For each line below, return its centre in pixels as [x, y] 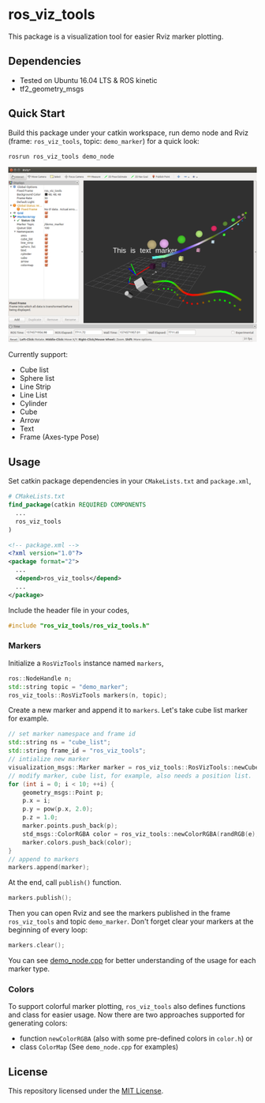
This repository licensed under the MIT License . [86, 1091]
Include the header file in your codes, [69, 610]
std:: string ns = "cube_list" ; [60, 743]
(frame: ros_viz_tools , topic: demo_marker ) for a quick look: [104, 141]
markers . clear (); [37, 946]
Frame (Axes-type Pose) [60, 437]
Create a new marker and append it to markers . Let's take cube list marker [128, 710]
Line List [33, 395]
